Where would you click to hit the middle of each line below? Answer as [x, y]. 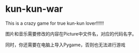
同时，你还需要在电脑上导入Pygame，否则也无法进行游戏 [65, 45]
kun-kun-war [34, 9]
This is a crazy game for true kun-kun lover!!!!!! [55, 23]
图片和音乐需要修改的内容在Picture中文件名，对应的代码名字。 [71, 33]
